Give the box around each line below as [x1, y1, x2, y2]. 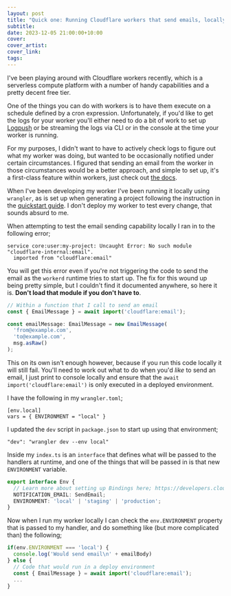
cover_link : [7, 49, 41, 56]
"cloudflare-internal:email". [7, 248, 94, 255]
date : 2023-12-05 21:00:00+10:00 [7, 29, 103, 36]
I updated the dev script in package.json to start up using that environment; [7, 425, 219, 433]
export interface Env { [7, 478, 76, 485]
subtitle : [7, 23, 36, 30]
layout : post [7, 10, 45, 17]
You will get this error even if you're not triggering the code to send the [7, 266, 208, 275]
